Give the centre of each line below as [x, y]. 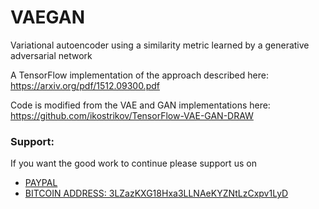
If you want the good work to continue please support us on [133, 163]
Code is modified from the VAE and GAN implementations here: [140, 105]
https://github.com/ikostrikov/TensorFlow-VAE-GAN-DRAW [132, 115]
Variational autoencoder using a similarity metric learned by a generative [160, 45]
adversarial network [51, 55]
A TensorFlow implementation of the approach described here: [139, 75]
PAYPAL [41, 183]
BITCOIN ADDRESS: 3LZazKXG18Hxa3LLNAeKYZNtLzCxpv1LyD [156, 193]
